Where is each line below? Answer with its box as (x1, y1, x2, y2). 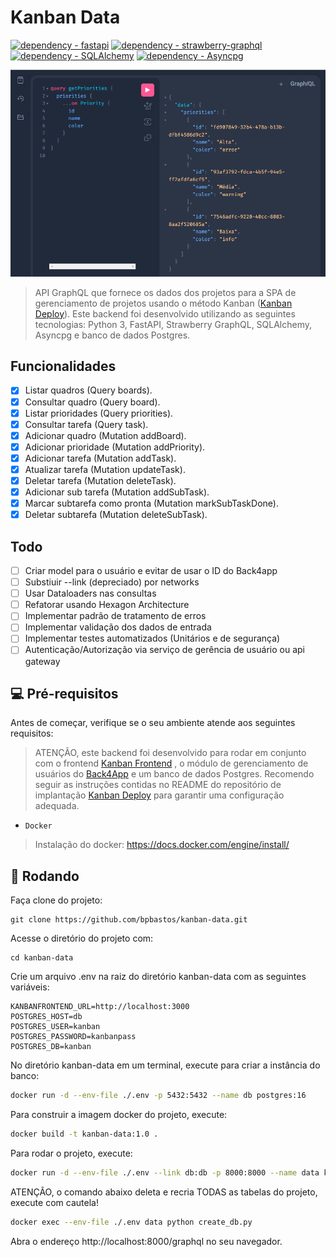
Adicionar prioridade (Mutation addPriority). (24, 441, 206, 453)
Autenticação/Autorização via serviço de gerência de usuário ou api (24, 644, 305, 656)
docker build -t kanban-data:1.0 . (10, 1129, 159, 1139)
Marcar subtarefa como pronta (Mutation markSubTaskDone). (24, 497, 279, 510)
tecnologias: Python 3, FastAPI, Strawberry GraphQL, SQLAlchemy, (34, 318, 313, 330)
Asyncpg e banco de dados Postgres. (34, 329, 191, 341)
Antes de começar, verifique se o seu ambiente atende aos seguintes (10, 717, 296, 729)
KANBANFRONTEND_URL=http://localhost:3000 (10, 1002, 190, 1012)
